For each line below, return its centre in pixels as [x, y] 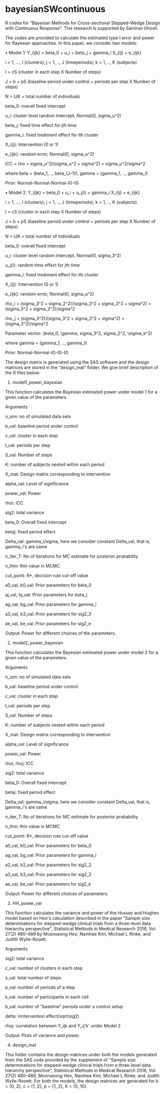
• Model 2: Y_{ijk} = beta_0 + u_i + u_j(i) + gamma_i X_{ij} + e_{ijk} [73, 193]
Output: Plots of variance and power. [43, 1035]
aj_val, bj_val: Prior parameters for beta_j [46, 594]
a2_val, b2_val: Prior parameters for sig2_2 [48, 865]
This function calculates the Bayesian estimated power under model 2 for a [82, 652]
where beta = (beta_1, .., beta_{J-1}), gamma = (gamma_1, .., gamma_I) [77, 173]
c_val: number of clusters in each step [44, 968]
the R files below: [23, 373]
